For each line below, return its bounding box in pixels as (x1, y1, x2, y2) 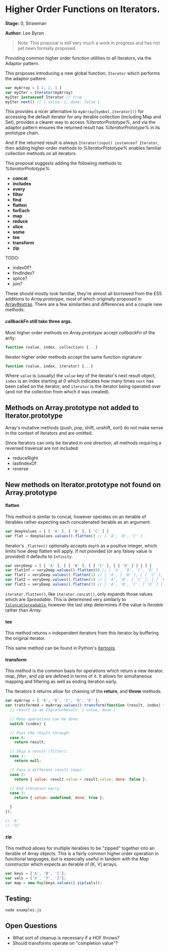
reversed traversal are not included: (5, 445, 79, 452)
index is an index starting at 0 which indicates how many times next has (5, 378, 154, 384)
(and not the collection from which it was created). (5, 389, 110, 395)
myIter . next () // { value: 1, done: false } (5, 99, 100, 105)
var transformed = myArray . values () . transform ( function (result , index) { (5, 703, 165, 708)
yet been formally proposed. (17, 45, 76, 51)
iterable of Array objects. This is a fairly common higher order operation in (5, 850, 159, 857)
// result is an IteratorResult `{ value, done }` (10, 708, 118, 713)
